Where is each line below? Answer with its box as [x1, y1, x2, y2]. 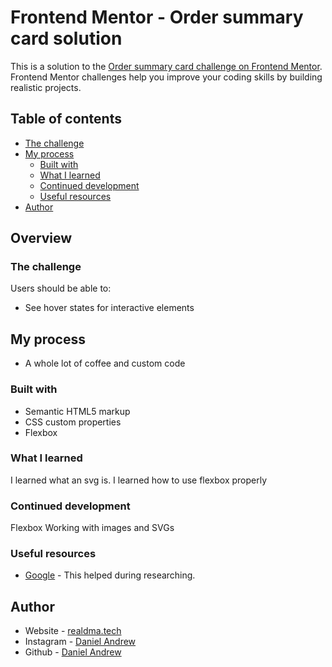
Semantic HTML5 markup [24, 405, 131, 417]
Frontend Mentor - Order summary [10, 6, 304, 29]
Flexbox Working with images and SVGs [10, 522, 175, 534]
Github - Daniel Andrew [24, 646, 122, 658]
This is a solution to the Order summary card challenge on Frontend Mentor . [10, 60, 323, 72]
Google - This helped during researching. [24, 569, 196, 581]
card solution [10, 27, 123, 50]
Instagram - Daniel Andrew [24, 636, 137, 648]
